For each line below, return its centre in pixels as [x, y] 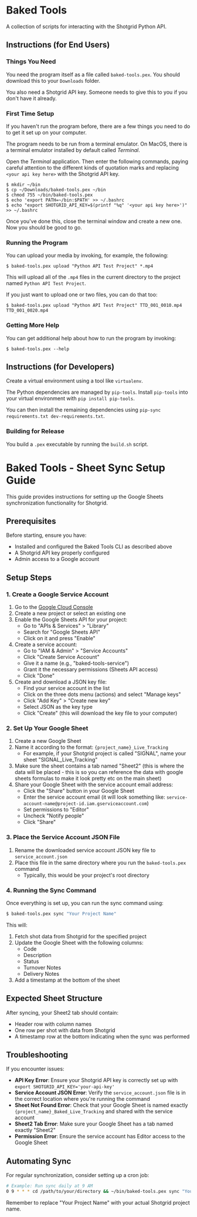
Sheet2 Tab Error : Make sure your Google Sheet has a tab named [94, 1124]
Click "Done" [39, 676]
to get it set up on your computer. [46, 132]
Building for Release [35, 431]
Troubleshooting [37, 1055]
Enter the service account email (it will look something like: [94, 797]
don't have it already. [31, 98]
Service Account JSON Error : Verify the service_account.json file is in [100, 1093]
